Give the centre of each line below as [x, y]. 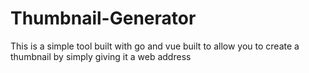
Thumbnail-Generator [103, 18]
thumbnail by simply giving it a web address [101, 56]
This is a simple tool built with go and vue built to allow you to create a [155, 46]
